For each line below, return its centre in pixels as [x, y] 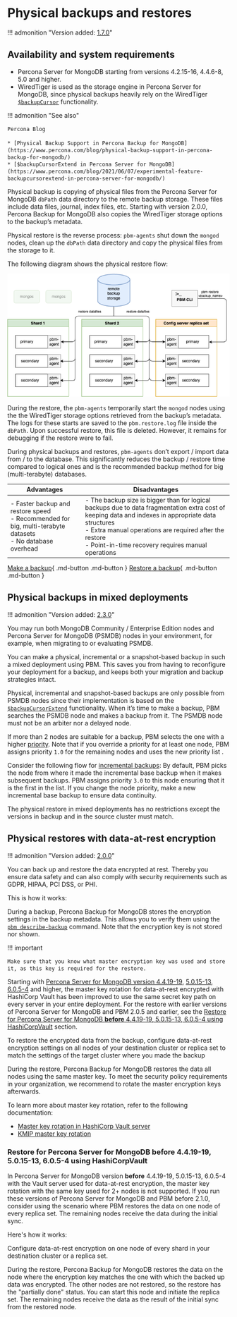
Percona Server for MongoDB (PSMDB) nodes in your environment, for [110, 635]
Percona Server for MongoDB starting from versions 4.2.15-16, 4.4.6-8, [120, 71]
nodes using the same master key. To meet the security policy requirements [117, 1076]
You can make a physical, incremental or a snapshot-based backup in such [116, 656]
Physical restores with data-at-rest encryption [112, 839]
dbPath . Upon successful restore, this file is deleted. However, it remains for [117, 430]
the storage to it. [31, 250]
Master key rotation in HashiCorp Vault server [84, 1126]
